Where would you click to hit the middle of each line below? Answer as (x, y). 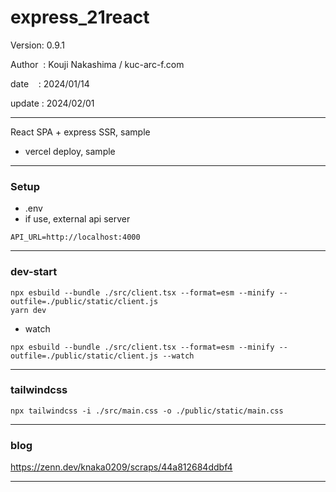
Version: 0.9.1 (38, 45)
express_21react (80, 17)
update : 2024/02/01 (52, 103)
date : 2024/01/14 (50, 83)
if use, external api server (77, 219)
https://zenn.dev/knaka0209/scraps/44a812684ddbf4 (121, 467)
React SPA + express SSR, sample (80, 132)
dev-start (34, 272)
